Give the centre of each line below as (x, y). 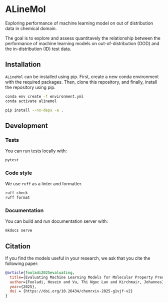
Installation (23, 64)
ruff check (16, 193)
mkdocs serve (19, 231)
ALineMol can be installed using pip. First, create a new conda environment (82, 77)
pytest (12, 160)
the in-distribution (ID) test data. (38, 49)
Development (27, 125)
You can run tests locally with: (36, 151)
